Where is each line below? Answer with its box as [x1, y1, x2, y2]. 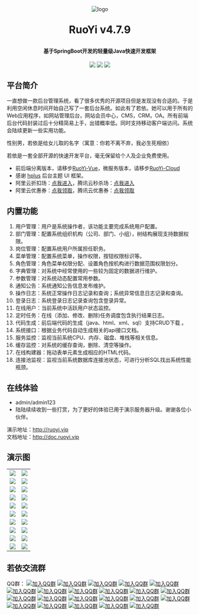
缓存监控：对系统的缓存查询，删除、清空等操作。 [15, 342, 135, 349]
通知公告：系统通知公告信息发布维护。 [15, 282, 109, 289]
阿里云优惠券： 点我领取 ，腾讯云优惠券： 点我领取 [15, 187, 135, 194]
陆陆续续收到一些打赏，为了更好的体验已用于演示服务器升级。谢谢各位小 [15, 406, 191, 413]
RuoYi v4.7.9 [68, 23, 131, 36]
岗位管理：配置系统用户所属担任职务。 [15, 245, 109, 252]
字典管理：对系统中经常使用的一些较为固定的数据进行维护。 [15, 267, 161, 275]
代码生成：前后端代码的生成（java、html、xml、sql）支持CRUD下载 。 [15, 319, 187, 326]
